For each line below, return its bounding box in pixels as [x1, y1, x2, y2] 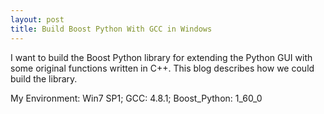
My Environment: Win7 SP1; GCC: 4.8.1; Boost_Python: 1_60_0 [10, 92, 263, 104]
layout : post [10, 14, 65, 25]
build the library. [10, 72, 78, 85]
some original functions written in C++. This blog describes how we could [10, 62, 315, 74]
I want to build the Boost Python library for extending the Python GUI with [10, 51, 313, 63]
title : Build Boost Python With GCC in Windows [10, 24, 213, 34]
